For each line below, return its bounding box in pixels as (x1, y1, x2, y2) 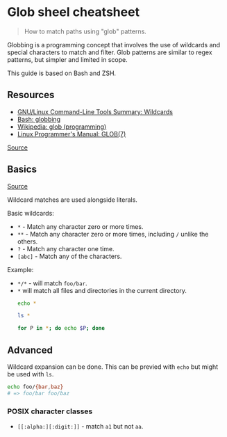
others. (17, 237, 38, 246)
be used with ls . (7, 370, 54, 378)
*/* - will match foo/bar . (17, 279, 88, 287)
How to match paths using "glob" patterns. (24, 27, 147, 35)
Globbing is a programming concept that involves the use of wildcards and (7, 40, 221, 49)
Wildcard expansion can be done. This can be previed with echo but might (7, 363, 219, 371)
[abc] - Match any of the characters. (17, 252, 122, 260)
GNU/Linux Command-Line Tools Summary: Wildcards (17, 107, 174, 116)
